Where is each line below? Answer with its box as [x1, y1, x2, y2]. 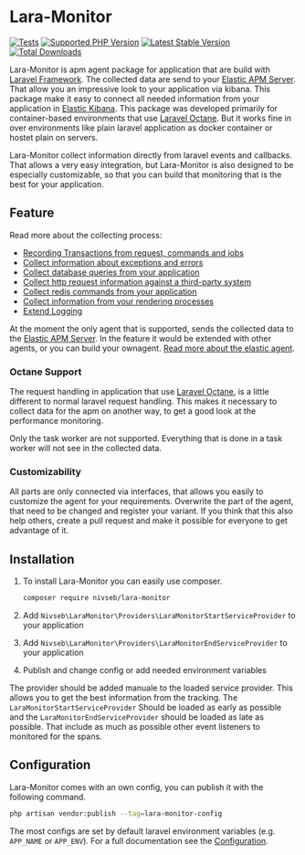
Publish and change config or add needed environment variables [22, 665, 268, 676]
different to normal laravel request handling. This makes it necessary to [9, 396, 278, 407]
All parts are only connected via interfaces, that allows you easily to [9, 486, 264, 497]
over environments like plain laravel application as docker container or [9, 121, 273, 133]
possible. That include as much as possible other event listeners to [9, 722, 260, 733]
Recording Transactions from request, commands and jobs [22, 247, 245, 258]
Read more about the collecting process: [9, 229, 163, 240]
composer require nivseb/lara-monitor [22, 594, 171, 603]
